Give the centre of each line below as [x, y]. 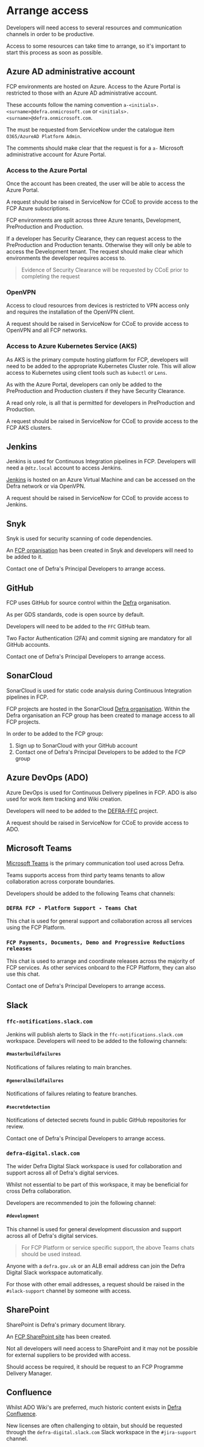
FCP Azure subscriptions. [38, 208]
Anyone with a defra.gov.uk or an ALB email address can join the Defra [96, 1265]
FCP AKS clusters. [29, 427]
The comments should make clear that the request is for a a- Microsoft [95, 148]
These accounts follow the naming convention [64, 105]
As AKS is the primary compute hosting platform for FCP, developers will [97, 359]
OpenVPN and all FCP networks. [47, 330]
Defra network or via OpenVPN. [46, 486]
